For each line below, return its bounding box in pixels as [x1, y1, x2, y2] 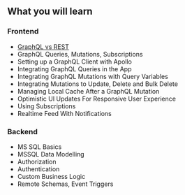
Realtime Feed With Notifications [17, 109, 112, 117]
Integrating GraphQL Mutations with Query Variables [17, 72, 169, 80]
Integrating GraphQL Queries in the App [17, 64, 132, 73]
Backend [7, 127, 38, 136]
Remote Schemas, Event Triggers [17, 180, 114, 188]
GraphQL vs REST [17, 42, 70, 51]
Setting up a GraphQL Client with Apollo [17, 57, 133, 66]
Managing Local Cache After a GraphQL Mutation [17, 87, 160, 95]
